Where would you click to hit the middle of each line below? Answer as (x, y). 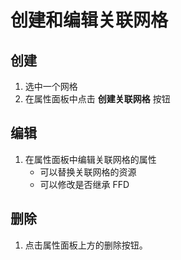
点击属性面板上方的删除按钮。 (86, 245)
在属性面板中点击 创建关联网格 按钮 (97, 99)
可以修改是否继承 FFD (84, 184)
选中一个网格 (51, 86)
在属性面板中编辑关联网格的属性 (90, 159)
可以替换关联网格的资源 (88, 172)
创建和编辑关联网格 (89, 20)
